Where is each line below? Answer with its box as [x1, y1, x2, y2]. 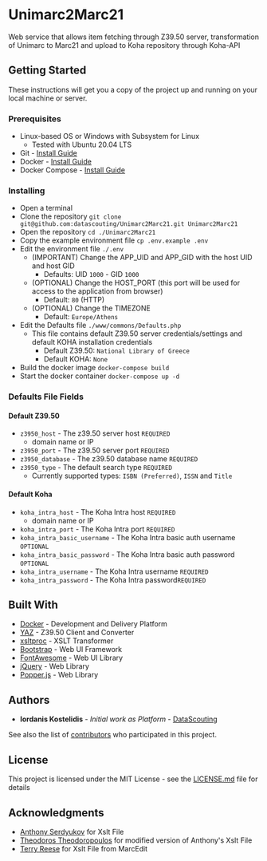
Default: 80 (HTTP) [43, 295, 105, 305]
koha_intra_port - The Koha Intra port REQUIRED [19, 524, 175, 534]
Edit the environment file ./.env [19, 244, 124, 254]
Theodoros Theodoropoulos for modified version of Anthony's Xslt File [19, 835, 253, 845]
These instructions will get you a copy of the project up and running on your [8, 85, 257, 94]
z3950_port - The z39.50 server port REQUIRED [19, 445, 170, 456]
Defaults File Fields [8, 391, 84, 402]
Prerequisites [8, 113, 61, 124]
